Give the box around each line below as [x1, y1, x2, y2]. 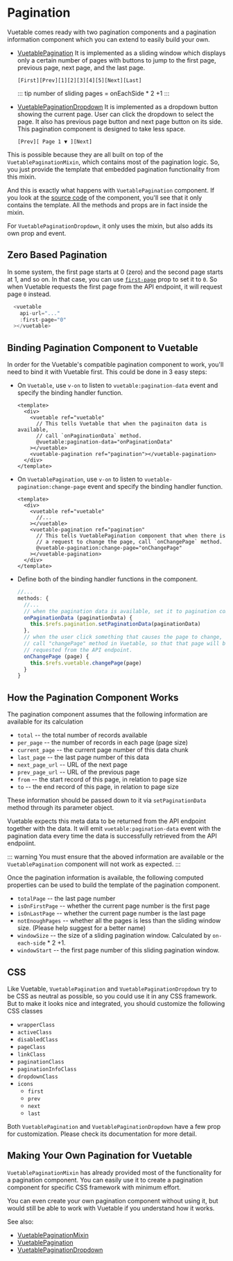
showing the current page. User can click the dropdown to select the [17, 110, 214, 118]
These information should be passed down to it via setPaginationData [7, 796, 207, 804]
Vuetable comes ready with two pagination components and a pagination [7, 28, 216, 36]
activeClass [17, 1029, 52, 1036]
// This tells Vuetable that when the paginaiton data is [35, 421, 207, 428]
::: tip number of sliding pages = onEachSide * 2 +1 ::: [17, 89, 170, 97]
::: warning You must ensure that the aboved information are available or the [7, 853, 224, 861]
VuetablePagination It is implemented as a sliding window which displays [17, 49, 226, 57]
